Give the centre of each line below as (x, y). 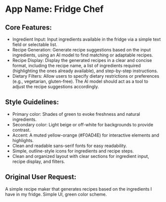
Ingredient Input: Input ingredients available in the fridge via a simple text (86, 39)
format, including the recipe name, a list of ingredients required (76, 66)
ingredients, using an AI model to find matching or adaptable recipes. (83, 55)
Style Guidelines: (32, 102)
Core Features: (28, 27)
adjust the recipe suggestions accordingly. (56, 87)
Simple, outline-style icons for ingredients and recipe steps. (73, 151)
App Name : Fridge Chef (54, 9)
